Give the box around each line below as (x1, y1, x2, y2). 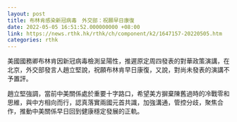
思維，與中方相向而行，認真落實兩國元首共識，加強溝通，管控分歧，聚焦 (7, 98, 217, 106)
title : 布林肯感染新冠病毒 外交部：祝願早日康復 (7, 17, 135, 24)
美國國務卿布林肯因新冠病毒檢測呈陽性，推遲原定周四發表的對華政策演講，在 (7, 57, 230, 66)
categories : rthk (7, 37, 59, 44)
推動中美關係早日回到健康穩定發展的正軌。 (19, 107, 143, 116)
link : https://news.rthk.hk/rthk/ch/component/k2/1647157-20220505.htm (7, 30, 222, 37)
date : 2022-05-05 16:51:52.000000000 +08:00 (7, 23, 140, 30)
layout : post (7, 10, 46, 18)
